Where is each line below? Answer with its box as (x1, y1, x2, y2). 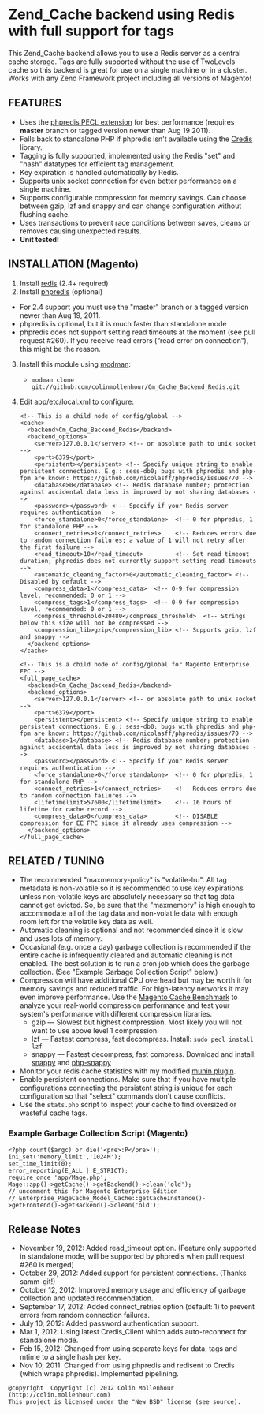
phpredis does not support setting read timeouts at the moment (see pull (19, 327, 256, 337)
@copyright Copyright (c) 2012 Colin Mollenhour (8, 1384, 175, 1393)
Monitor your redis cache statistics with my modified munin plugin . (19, 1066, 236, 1076)
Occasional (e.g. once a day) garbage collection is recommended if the (19, 942, 251, 952)
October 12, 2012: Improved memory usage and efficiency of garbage (19, 1285, 246, 1295)
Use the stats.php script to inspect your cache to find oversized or (19, 1100, 237, 1110)
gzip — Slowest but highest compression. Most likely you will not (31, 1017, 243, 1027)
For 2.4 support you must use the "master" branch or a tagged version (19, 302, 250, 312)
